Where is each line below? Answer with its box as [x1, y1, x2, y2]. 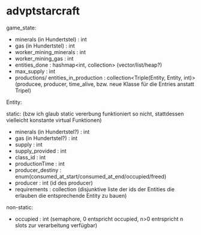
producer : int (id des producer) [14, 179, 93, 186]
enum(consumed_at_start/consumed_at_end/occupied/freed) [14, 172, 167, 180]
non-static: [6, 203, 34, 211]
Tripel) [14, 87, 32, 94]
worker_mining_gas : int [14, 55, 74, 62]
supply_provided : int [14, 147, 67, 154]
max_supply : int [14, 67, 56, 75]
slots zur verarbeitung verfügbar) [14, 221, 98, 229]
